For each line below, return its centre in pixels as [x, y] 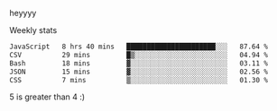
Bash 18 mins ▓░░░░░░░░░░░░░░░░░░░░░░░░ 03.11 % [139, 63]
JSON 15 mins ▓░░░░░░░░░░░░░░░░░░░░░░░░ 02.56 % [139, 72]
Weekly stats [33, 30]
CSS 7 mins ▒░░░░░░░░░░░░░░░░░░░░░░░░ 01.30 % [139, 80]
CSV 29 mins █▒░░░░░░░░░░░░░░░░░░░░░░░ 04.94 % [139, 55]
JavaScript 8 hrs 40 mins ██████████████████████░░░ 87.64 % [139, 47]
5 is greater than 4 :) [47, 97]
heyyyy [23, 13]
